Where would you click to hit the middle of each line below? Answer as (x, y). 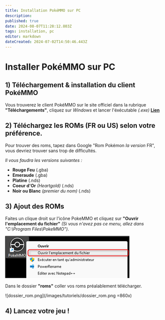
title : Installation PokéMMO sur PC (43, 10)
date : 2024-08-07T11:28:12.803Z (38, 26)
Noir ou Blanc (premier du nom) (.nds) (51, 191)
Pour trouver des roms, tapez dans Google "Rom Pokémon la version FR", (80, 145)
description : (19, 16)
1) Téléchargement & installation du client (70, 85)
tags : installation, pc (30, 31)
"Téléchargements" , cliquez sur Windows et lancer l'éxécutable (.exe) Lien (82, 110)
